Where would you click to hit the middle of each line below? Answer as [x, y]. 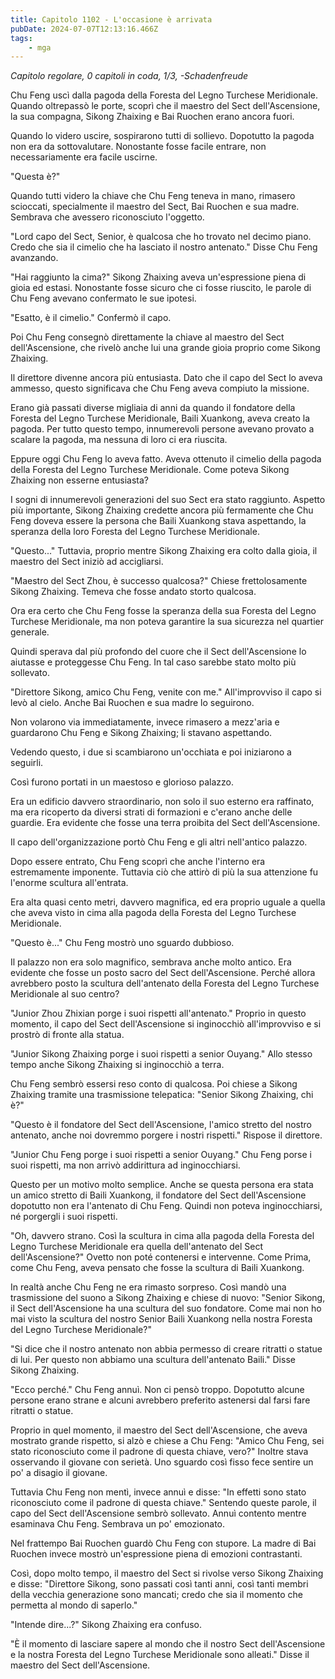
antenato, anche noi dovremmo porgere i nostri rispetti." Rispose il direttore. [166, 1135]
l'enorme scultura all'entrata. [69, 883]
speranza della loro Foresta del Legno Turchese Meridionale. [135, 532]
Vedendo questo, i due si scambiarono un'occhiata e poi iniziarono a [151, 752]
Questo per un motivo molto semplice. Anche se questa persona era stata [162, 1185]
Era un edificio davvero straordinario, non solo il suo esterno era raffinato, [162, 802]
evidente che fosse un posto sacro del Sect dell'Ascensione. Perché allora [163, 973]
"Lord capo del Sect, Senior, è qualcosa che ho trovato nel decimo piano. [161, 237]
